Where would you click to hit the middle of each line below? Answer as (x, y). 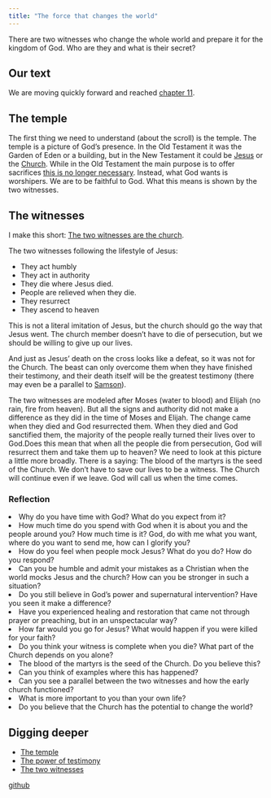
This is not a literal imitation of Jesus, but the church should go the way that (135, 325)
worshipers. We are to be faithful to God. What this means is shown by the (133, 181)
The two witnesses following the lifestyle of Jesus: (93, 251)
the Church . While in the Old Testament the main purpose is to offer (122, 164)
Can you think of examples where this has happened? (109, 673)
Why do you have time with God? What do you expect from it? (122, 517)
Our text (30, 74)
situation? (25, 586)
